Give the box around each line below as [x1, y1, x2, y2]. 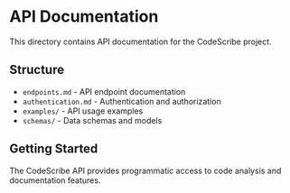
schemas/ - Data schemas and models [22, 115, 163, 125]
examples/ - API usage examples [22, 106, 144, 116]
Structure [9, 62, 65, 78]
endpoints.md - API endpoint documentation [22, 86, 186, 96]
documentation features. [9, 174, 101, 186]
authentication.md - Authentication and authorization [22, 96, 221, 106]
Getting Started [9, 142, 98, 157]
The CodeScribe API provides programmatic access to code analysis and [9, 165, 282, 176]
